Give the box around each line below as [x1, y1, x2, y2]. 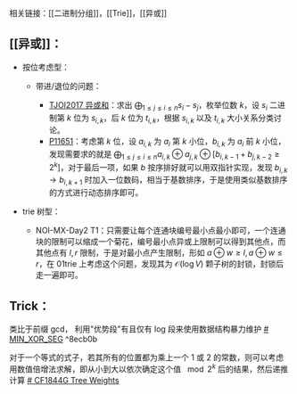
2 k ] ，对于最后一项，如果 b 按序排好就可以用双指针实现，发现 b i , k [48, 160, 288, 175]
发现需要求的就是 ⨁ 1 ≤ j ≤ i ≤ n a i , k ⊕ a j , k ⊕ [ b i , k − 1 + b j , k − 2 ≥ [48, 149, 280, 161]
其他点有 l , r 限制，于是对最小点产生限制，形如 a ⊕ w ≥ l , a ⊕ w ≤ [35, 248, 283, 259]
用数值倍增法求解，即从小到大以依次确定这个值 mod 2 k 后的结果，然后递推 [9, 362, 288, 374]
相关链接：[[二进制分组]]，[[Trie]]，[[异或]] [9, 8, 168, 18]
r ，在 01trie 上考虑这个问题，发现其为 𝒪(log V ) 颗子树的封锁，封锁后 [35, 259, 285, 269]
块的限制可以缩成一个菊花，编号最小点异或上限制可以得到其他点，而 [35, 236, 286, 247]
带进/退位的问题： [35, 80, 102, 91]
